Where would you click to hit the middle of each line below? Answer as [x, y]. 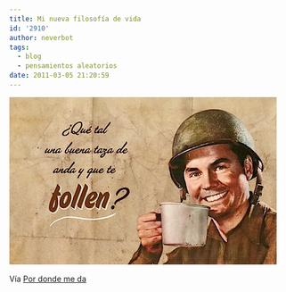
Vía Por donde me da [48, 279]
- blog [29, 57]
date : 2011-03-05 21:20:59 [59, 76]
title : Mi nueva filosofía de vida [75, 19]
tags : [19, 47]
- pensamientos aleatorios [67, 66]
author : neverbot [41, 38]
